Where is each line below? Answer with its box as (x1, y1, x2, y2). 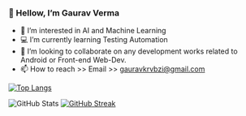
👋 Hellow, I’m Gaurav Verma (8, 7, 120, 19)
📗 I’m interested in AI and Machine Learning (19, 26, 166, 36)
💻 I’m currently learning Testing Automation (19, 35, 168, 45)
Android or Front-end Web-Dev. (19, 55, 127, 65)
